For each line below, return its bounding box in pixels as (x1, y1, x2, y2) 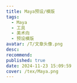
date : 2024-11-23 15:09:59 (6, 63, 72, 69)
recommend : (6, 52, 33, 58)
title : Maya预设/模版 (6, 8, 55, 15)
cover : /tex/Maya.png (6, 68, 59, 74)
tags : (6, 14, 19, 20)
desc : (6, 47, 19, 53)
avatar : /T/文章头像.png (6, 41, 63, 47)
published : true (6, 57, 45, 63)
